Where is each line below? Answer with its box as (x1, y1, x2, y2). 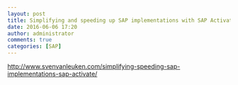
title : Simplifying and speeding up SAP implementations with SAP (7, 17, 208, 24)
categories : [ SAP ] (7, 43, 62, 50)
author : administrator (7, 30, 74, 37)
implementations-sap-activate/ (7, 70, 98, 78)
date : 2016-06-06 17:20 (7, 23, 78, 30)
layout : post (7, 10, 46, 18)
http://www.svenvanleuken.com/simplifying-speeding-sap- (7, 63, 181, 70)
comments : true (7, 37, 52, 44)
